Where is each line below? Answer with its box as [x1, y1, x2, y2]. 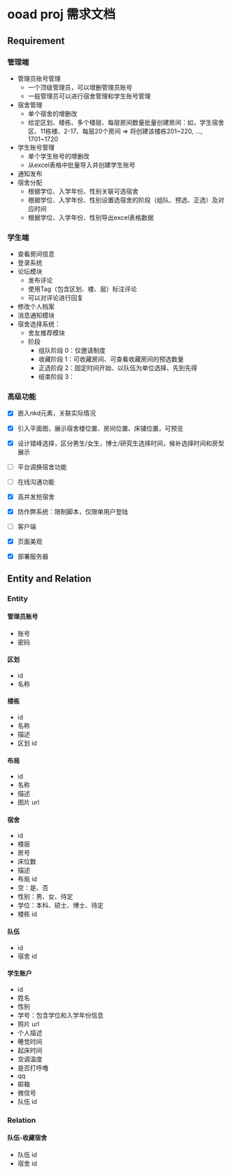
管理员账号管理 [17, 74, 61, 83]
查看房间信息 [17, 250, 55, 258]
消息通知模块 [17, 311, 55, 320]
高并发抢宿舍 [17, 492, 55, 501]
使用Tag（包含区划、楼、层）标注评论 [27, 285, 138, 293]
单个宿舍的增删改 [27, 109, 78, 118]
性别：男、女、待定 [17, 892, 73, 901]
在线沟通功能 [17, 478, 55, 486]
